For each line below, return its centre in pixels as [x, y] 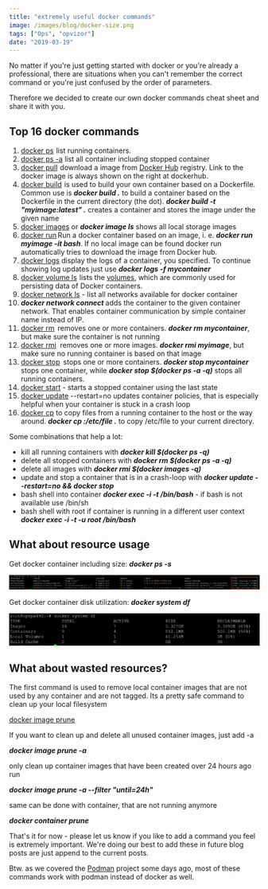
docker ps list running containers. [76, 150]
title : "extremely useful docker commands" [82, 17]
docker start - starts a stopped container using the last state [119, 388]
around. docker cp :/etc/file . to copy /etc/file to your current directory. [137, 421]
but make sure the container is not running [90, 337]
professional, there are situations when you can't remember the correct [126, 74]
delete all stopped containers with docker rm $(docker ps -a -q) [126, 461]
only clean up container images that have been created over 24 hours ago [130, 766]
